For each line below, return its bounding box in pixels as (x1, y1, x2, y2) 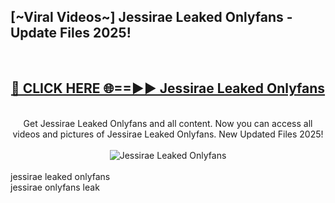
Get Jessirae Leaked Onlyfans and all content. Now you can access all (23, 117, 313, 129)
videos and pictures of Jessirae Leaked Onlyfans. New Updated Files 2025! (12, 128, 324, 140)
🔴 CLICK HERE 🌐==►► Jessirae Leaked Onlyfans (10, 80, 326, 97)
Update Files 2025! (10, 25, 132, 42)
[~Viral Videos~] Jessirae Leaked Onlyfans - (10, 9, 293, 26)
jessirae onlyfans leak (10, 181, 100, 193)
